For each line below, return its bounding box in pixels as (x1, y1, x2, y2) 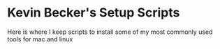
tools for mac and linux (7, 35, 73, 43)
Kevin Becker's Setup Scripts (7, 5, 180, 21)
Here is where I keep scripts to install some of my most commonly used (7, 28, 213, 36)
